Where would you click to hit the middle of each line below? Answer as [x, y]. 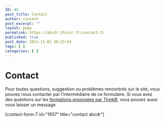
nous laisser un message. [31, 105]
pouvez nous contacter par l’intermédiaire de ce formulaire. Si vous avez [79, 94]
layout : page [18, 28]
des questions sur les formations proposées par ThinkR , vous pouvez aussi [81, 100]
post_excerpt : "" [23, 23]
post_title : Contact [26, 14]
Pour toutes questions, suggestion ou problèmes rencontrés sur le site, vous [82, 89]
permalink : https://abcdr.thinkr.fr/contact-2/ [55, 33]
